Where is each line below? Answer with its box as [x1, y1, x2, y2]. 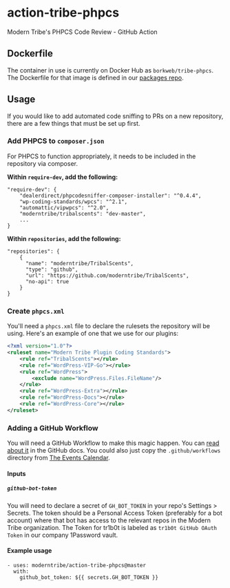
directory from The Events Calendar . [7, 454, 110, 462]
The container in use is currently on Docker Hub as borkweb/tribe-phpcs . [7, 66, 214, 74]
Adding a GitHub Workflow [7, 423, 98, 433]
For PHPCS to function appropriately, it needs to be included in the [7, 152, 196, 160]
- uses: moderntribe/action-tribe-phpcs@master [7, 562, 147, 569]
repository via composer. [7, 159, 78, 167]
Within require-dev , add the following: [7, 173, 118, 181]
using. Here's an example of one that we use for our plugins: [7, 330, 179, 338]
